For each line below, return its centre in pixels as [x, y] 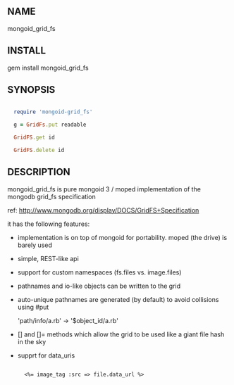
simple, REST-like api [48, 258]
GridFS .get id [34, 138]
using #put [33, 307]
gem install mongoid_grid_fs [48, 68]
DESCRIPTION [39, 172]
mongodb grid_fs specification [52, 196]
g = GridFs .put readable [50, 125]
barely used [35, 245]
